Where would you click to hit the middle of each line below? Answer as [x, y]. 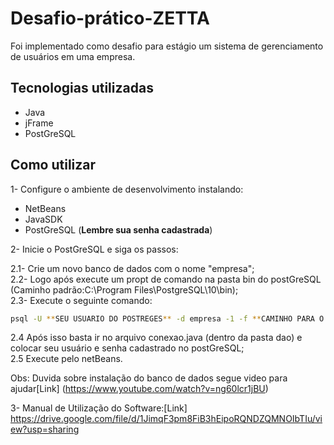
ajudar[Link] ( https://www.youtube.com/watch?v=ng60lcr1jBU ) [139, 389]
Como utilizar [53, 165]
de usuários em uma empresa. [73, 56]
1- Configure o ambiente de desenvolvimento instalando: [127, 189]
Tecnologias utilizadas [82, 88]
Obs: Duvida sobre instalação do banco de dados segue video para [149, 378]
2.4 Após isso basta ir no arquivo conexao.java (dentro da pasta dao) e [156, 338]
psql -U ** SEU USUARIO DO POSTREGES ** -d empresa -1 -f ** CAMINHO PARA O [167, 318]
